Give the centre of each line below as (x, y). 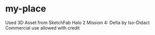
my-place (26, 9)
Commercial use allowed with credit (43, 27)
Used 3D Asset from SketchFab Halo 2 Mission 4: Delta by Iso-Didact (77, 22)
